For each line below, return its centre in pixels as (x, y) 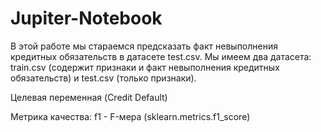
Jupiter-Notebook (86, 18)
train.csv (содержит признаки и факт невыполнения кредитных (145, 67)
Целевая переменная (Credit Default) (89, 97)
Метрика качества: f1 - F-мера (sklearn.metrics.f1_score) (130, 116)
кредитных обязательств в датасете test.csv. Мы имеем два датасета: (161, 56)
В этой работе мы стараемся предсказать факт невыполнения (144, 46)
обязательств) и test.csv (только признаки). (103, 78)
